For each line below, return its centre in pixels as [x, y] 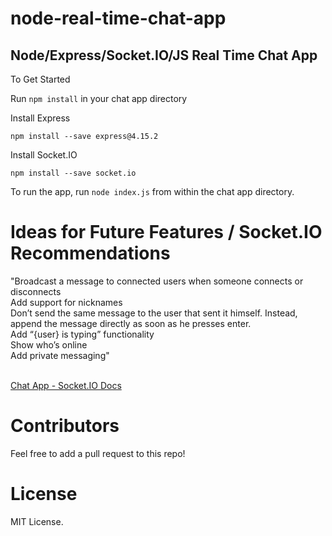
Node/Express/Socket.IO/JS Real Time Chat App [164, 55]
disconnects [36, 291]
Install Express [40, 118]
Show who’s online [49, 344]
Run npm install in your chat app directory [99, 98]
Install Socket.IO [44, 155]
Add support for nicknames [66, 302]
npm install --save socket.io [73, 173]
